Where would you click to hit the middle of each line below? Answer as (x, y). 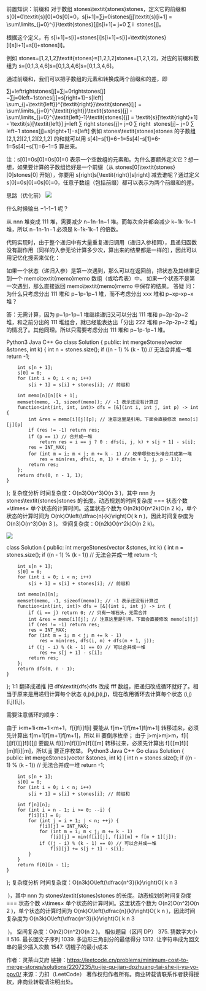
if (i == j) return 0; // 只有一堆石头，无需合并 (88, 613)
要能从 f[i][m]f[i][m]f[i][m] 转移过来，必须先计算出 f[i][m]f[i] (113, 743)
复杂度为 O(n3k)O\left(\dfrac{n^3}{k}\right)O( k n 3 (71, 919)
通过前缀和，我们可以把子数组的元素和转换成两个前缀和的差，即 (87, 79)
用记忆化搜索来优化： (33, 258)
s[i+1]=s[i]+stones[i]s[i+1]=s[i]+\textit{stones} (109, 37)
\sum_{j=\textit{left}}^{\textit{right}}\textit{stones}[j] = (74, 104)
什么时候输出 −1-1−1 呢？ (37, 208)
